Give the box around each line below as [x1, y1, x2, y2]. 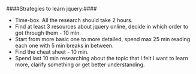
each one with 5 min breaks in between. [14, 42, 114, 49]
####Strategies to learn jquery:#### [6, 5, 97, 12]
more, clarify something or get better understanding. [14, 61, 145, 68]
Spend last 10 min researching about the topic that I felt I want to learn [14, 55, 189, 61]
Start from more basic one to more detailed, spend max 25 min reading [14, 36, 191, 42]
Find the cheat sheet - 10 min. [14, 48, 89, 55]
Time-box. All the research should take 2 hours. [14, 17, 133, 23]
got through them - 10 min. [14, 29, 81, 36]
